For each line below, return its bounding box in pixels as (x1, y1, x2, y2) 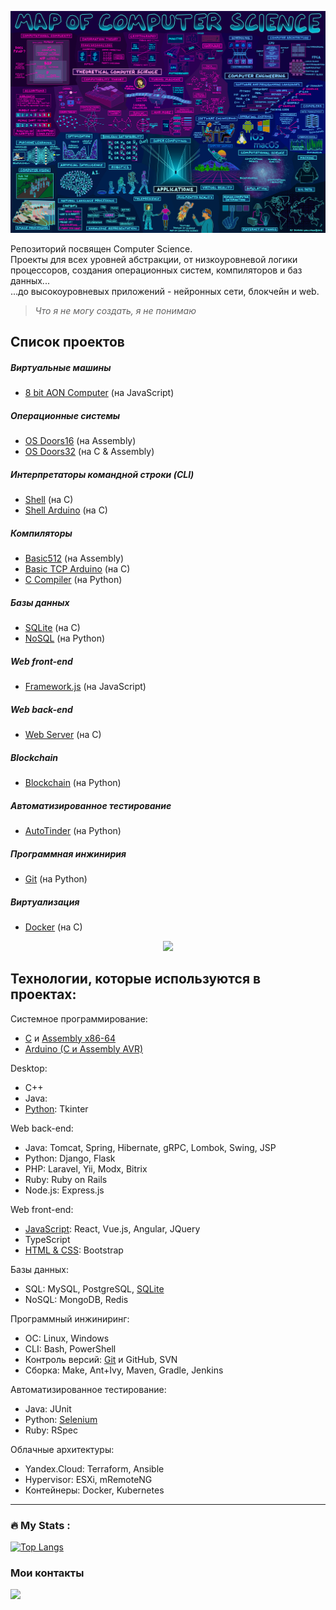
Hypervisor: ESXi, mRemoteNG (24, 1473, 153, 1485)
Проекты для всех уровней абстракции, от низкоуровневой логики (10, 253, 298, 265)
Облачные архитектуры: (10, 1443, 115, 1455)
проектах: (10, 986, 77, 1003)
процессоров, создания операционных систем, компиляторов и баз (10, 264, 303, 276)
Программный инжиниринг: (10, 1312, 130, 1325)
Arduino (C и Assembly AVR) (24, 1042, 144, 1055)
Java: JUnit (24, 1402, 72, 1415)
